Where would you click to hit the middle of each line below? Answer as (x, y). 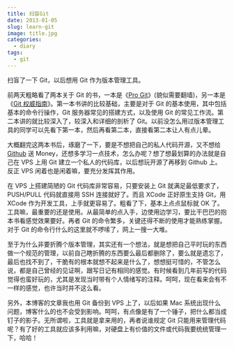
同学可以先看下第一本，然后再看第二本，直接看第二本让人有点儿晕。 (117, 129)
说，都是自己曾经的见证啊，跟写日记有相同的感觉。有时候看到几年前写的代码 (117, 270)
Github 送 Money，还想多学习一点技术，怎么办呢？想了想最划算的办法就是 (114, 153)
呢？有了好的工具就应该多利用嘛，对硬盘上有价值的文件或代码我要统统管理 (114, 328)
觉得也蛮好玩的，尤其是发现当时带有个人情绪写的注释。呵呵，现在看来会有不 (117, 279)
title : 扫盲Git (28, 14)
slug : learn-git (31, 27)
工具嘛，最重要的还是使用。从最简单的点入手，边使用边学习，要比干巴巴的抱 (117, 212)
